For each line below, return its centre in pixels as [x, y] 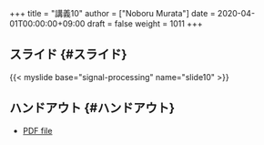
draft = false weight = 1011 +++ [145, 24]
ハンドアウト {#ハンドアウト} [92, 108]
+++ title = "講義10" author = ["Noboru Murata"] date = [112, 13]
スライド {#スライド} [68, 54]
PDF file [37, 130]
